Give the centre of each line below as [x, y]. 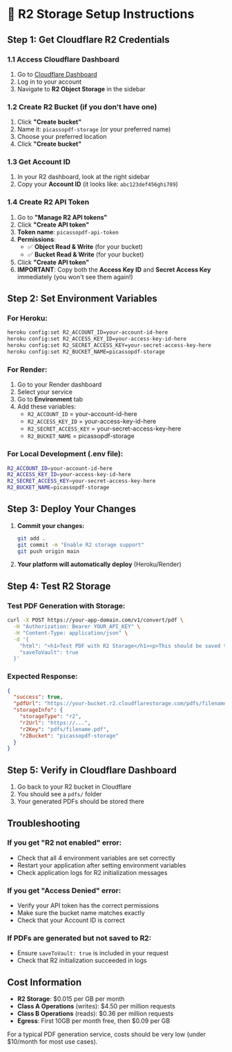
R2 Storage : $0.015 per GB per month [71, 999]
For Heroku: [28, 319]
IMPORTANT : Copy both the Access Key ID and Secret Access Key [114, 270]
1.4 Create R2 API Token [48, 202]
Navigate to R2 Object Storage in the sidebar [81, 88]
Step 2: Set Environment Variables [82, 299]
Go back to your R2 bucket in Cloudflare [74, 787]
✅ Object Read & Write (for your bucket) [85, 246]
